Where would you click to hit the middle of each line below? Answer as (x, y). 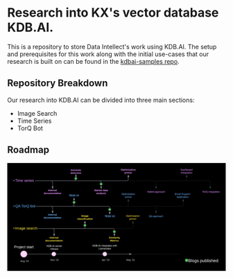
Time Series (34, 121)
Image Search (37, 113)
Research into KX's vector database (113, 13)
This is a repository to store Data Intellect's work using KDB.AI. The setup (112, 46)
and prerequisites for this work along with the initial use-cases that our (108, 54)
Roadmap (28, 150)
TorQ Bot (30, 128)
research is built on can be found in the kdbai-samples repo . (93, 61)
